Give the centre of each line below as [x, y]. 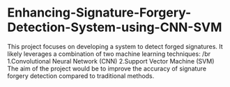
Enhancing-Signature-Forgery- [99, 13]
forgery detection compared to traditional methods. [81, 76]
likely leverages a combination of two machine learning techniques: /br [109, 54]
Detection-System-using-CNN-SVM [115, 27]
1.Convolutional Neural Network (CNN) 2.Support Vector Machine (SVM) [111, 61]
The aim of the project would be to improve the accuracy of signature [107, 68]
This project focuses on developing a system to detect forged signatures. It [115, 46]
